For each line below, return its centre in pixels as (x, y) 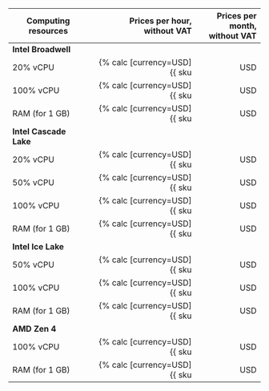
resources (48, 31)
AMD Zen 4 (34, 329)
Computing (48, 21)
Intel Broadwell (41, 49)
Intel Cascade (39, 131)
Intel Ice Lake (38, 246)
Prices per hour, (161, 21)
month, (243, 26)
